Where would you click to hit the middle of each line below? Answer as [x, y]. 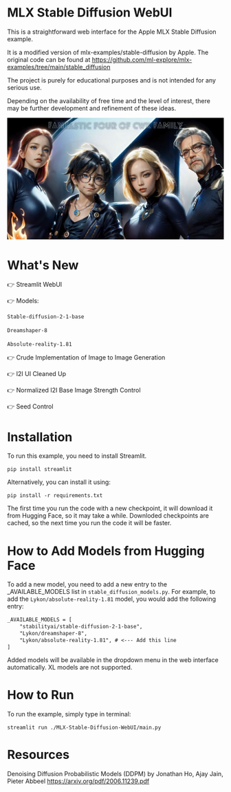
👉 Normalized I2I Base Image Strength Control [74, 390]
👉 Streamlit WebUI [35, 285]
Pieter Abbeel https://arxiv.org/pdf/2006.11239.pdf [78, 781]
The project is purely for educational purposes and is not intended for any [112, 80]
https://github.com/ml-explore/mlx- [142, 59]
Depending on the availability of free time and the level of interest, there [109, 100]
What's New [43, 265]
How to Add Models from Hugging [106, 551]
